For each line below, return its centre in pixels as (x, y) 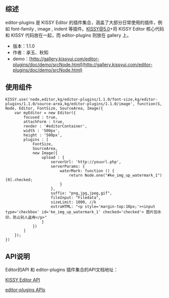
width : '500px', (42, 131)
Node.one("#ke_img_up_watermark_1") (123, 175)
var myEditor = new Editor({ (45, 113)
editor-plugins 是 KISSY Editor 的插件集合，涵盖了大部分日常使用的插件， (82, 22)
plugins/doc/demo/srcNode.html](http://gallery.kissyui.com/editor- (82, 64)
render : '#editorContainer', (55, 126)
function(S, (149, 104)
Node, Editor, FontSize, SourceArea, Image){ (54, 108)
